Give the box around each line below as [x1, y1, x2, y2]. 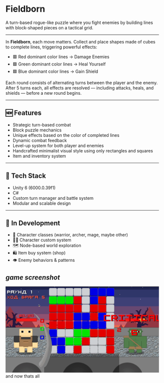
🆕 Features [5, 109, 42, 117]
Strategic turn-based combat [12, 122, 71, 128]
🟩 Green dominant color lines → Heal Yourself [12, 61, 106, 67]
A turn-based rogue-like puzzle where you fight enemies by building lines [5, 20, 153, 25]
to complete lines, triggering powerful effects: [5, 44, 97, 50]
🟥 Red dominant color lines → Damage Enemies [12, 54, 109, 60]
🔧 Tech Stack [5, 172, 46, 180]
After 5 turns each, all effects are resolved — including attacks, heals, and [5, 85, 154, 91]
